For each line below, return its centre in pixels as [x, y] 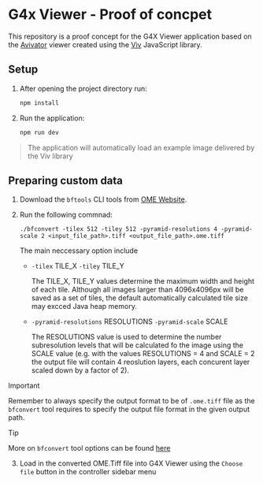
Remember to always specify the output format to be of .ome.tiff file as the [131, 401]
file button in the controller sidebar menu [88, 472]
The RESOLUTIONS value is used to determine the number [126, 337]
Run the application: [52, 118]
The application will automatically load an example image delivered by [141, 147]
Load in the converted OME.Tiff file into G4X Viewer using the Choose [131, 463]
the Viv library [50, 156]
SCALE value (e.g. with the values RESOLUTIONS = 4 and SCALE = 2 [143, 354]
